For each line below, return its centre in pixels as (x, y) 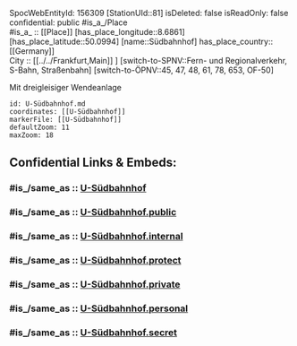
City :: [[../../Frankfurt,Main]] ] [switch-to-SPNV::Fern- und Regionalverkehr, (148, 61)
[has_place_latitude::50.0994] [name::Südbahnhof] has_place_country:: (141, 41)
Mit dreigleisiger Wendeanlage (66, 87)
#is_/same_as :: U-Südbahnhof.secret (93, 333)
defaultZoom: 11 (39, 127)
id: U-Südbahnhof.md (48, 104)
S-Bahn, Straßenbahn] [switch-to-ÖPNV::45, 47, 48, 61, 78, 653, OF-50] (142, 70)
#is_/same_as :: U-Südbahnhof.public (93, 212)
